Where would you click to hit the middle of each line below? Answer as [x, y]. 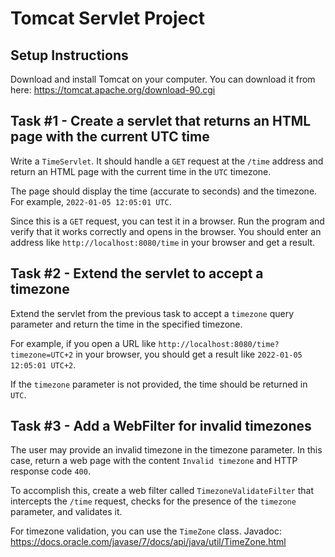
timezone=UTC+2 [42, 355]
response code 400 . [50, 471]
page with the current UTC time [110, 137]
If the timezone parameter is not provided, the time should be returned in [159, 384]
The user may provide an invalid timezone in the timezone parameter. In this [166, 450]
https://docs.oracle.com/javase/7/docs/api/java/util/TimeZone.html [148, 542]
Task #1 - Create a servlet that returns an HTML [161, 121]
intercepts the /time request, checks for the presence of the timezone [153, 501]
